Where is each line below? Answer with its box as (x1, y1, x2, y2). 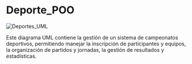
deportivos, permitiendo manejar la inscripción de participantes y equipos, (6, 40, 186, 47)
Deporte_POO (6, 3, 75, 17)
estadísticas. (6, 52, 37, 59)
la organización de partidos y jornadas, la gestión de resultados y (6, 46, 164, 53)
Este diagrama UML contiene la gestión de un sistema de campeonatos (6, 34, 178, 41)
